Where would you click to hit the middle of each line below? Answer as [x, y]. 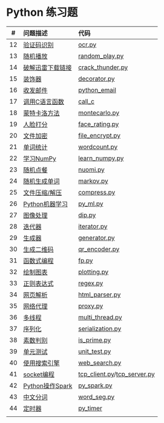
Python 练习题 [42, 12]
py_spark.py [95, 385]
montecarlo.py [99, 113]
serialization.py [100, 328]
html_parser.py [100, 295]
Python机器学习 [45, 204]
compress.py [97, 192]
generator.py [97, 238]
